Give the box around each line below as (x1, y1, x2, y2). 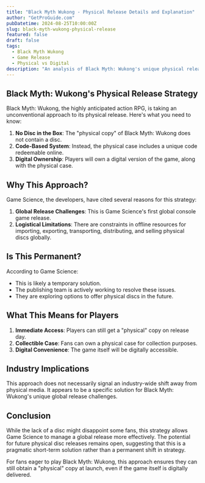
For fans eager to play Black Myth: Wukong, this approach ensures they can (6, 458, 198, 465)
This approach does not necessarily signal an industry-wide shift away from (6, 380, 197, 387)
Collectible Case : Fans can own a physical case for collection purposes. (15, 339, 198, 347)
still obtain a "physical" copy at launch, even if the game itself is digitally (6, 465, 188, 472)
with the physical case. (15, 162, 73, 169)
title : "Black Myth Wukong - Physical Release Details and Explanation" (6, 9, 195, 15)
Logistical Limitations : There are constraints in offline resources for (15, 221, 186, 228)
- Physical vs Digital (12, 60, 70, 66)
